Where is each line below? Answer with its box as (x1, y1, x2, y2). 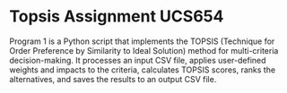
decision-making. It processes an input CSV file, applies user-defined (9, 55, 266, 65)
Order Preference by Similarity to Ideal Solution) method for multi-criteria (9, 45, 279, 55)
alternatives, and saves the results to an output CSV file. (9, 73, 217, 84)
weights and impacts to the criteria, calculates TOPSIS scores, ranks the (9, 64, 276, 75)
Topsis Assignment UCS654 (9, 6, 224, 27)
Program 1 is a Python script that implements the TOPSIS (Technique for (9, 36, 275, 46)
